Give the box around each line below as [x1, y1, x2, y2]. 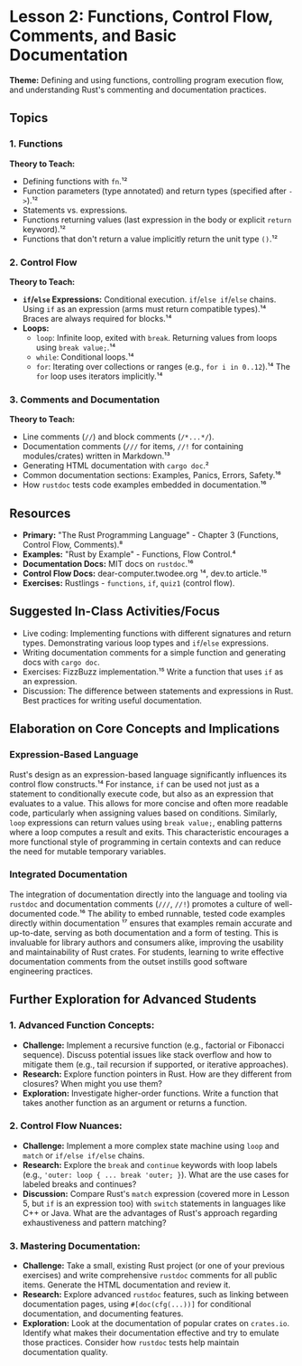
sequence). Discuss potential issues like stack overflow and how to [22, 1049, 272, 1060]
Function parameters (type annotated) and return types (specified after [22, 185, 287, 196]
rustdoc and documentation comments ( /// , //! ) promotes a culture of [9, 898, 272, 909]
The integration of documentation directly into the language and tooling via [9, 889, 288, 900]
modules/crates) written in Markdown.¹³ [22, 450, 171, 462]
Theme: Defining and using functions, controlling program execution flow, [9, 74, 284, 85]
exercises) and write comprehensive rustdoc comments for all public [22, 1270, 278, 1281]
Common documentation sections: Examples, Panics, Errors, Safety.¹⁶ [22, 470, 281, 481]
